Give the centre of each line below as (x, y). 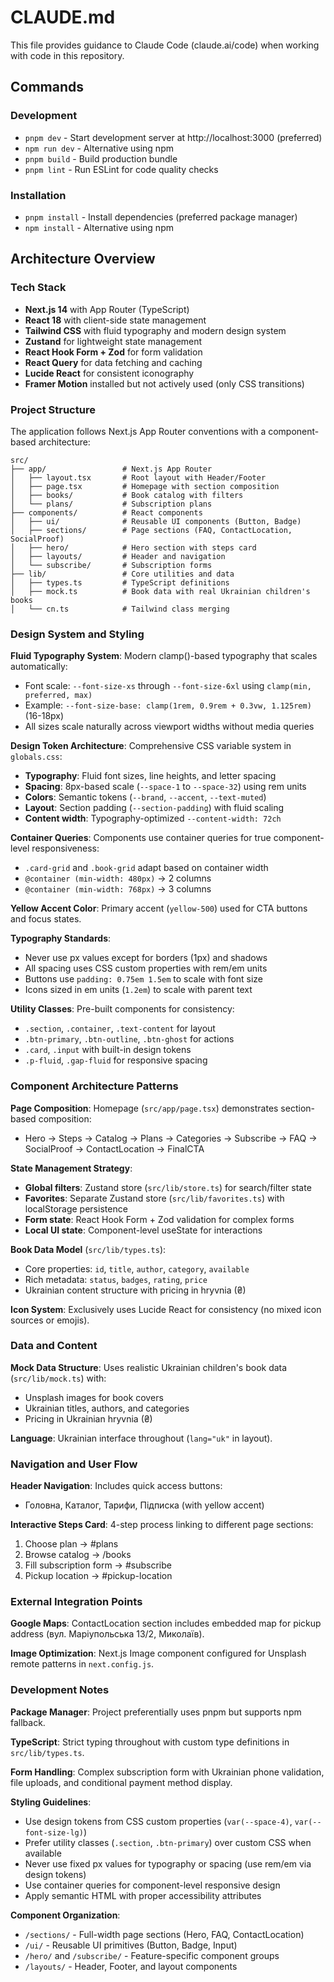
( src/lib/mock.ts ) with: (58, 1378)
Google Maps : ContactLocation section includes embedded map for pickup (166, 1623)
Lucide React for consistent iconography (109, 373)
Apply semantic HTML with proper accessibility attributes (143, 1895)
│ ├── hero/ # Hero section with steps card (133, 547)
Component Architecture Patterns (94, 1086)
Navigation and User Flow (74, 1464)
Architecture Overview (83, 259)
